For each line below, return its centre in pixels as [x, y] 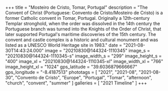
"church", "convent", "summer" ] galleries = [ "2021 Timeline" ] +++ [76, 83]
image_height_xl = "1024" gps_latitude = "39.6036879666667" [71, 67]
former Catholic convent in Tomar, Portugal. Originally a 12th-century [78, 18]
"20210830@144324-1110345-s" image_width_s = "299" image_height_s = [83, 56]
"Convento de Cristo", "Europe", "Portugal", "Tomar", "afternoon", [84, 78]
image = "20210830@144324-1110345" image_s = [97, 51]
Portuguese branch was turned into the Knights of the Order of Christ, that [83, 29]
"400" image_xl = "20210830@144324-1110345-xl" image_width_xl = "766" [84, 61]
